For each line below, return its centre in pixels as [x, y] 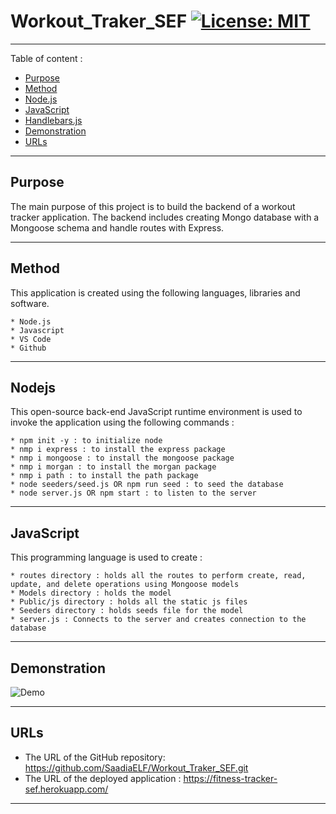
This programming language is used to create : [106, 557]
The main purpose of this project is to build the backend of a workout [153, 206]
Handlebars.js [53, 120]
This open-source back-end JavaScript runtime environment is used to [156, 412]
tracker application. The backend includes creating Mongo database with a [165, 217]
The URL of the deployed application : [103, 778]
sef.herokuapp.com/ [66, 789]
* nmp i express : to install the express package [118, 450]
